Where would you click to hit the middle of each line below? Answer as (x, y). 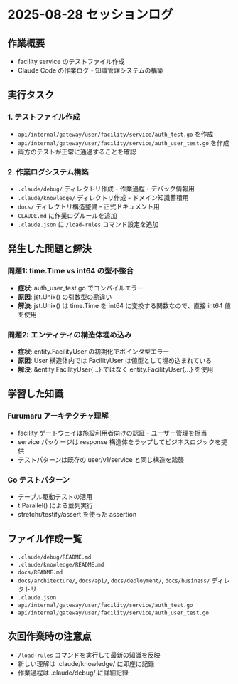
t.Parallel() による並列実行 (55, 505)
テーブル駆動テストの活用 (55, 496)
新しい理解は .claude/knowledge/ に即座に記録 (86, 663)
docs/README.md (40, 572)
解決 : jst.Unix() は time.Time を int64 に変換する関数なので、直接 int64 (120, 305)
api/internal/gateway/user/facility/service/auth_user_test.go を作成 (123, 142)
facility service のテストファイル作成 (71, 62)
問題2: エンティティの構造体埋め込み (70, 335)
